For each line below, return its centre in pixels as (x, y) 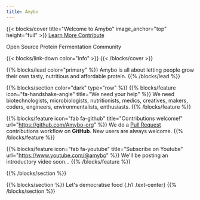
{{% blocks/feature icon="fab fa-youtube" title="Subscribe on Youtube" (95, 149)
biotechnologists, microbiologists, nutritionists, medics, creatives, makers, (97, 100)
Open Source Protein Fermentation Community (64, 47)
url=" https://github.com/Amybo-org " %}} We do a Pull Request (84, 124)
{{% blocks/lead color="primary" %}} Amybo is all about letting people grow (100, 70)
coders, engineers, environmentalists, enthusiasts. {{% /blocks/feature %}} (99, 107)
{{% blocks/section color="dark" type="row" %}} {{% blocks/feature (91, 88)
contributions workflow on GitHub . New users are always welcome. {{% (95, 131)
